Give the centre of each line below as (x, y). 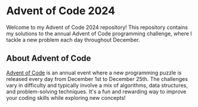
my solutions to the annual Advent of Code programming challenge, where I (99, 33)
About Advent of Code (49, 58)
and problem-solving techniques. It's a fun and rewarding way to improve (96, 91)
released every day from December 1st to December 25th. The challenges (97, 79)
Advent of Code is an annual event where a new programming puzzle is (94, 73)
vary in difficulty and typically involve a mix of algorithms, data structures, (97, 85)
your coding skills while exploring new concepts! (66, 98)
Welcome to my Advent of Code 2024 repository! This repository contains (97, 27)
